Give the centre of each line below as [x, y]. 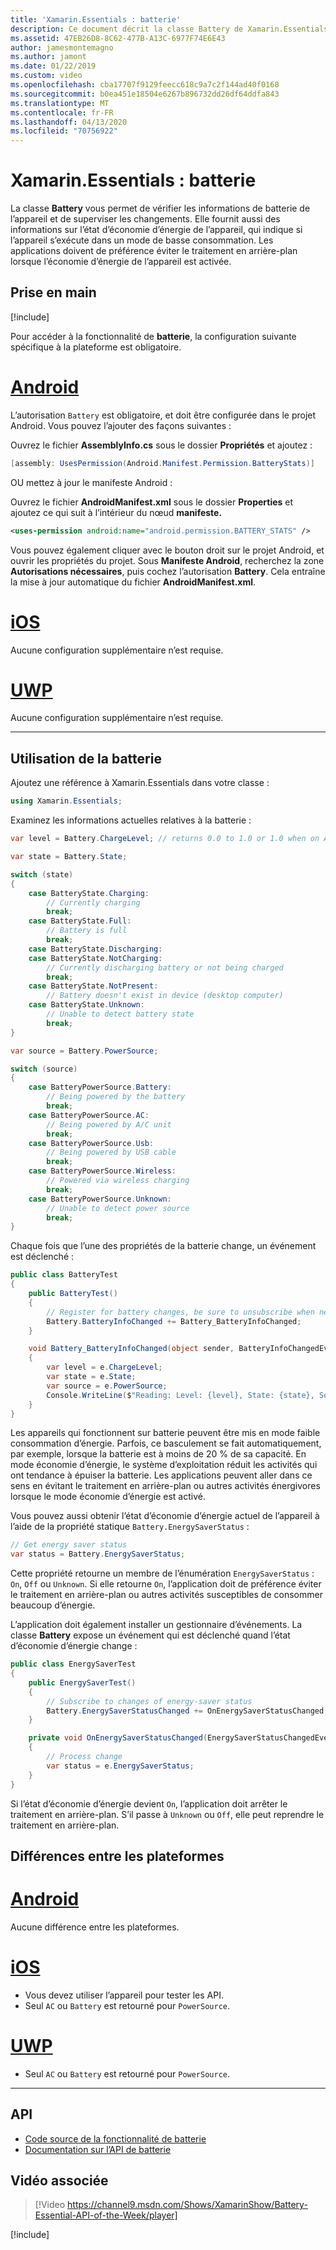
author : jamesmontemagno [62, 47]
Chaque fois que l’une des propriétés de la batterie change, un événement [163, 1246]
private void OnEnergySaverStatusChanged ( [118, 1738]
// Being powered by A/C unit [109, 1124]
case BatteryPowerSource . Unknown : [100, 1199]
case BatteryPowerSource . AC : [89, 1115]
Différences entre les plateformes [117, 1856]
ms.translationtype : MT [60, 103]
